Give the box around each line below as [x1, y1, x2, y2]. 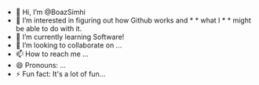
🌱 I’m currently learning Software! [15, 32, 125, 41]
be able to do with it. [15, 24, 82, 33]
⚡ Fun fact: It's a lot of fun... [15, 69, 106, 78]
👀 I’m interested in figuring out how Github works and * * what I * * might [15, 16, 251, 25]
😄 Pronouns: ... [15, 61, 67, 69]
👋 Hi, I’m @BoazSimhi [15, 8, 86, 16]
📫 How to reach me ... [15, 49, 89, 58]
